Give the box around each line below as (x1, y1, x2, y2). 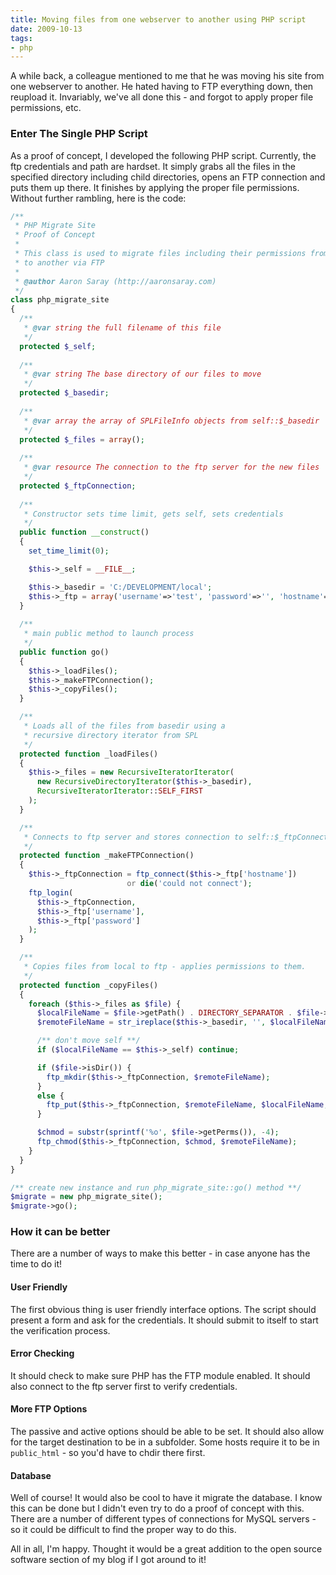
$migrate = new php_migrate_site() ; (10, 1192, 163, 1202)
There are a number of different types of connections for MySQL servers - (10, 1513, 317, 1525)
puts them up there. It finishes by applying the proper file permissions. (10, 181, 300, 193)
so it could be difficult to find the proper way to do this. (10, 1524, 237, 1536)
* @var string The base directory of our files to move (23, 369, 262, 380)
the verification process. (10, 1324, 111, 1336)
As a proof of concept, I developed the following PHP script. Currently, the (10, 149, 317, 161)
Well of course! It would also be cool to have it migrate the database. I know (10, 1492, 323, 1504)
